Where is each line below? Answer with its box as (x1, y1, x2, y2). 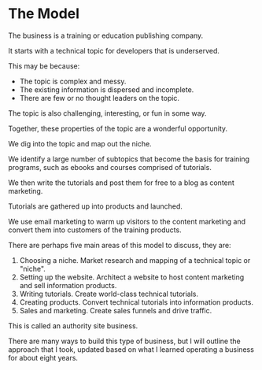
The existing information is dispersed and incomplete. (19, 84, 194, 94)
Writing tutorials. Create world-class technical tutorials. (19, 289, 199, 298)
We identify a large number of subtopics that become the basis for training (8, 154, 250, 164)
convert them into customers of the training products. (8, 225, 183, 235)
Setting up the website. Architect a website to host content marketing (19, 272, 245, 282)
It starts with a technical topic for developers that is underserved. (8, 46, 220, 55)
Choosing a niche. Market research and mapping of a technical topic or (19, 255, 251, 265)
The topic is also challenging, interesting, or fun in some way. (8, 108, 207, 118)
